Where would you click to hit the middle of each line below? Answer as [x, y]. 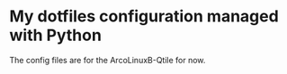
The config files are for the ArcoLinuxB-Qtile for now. [108, 60]
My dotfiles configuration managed [144, 16]
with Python [55, 35]
